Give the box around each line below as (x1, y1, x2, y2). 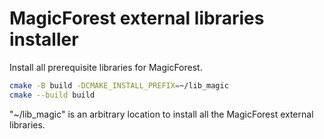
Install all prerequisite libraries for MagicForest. (9, 61, 203, 73)
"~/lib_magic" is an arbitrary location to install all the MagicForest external (9, 108, 314, 120)
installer (9, 28, 79, 51)
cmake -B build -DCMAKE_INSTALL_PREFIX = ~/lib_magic (9, 80, 229, 91)
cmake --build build (9, 90, 96, 100)
